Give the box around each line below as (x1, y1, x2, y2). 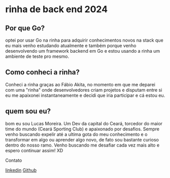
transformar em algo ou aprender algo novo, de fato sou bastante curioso (5, 136, 159, 143)
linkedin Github (5, 167, 37, 173)
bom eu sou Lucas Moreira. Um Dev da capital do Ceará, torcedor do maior (5, 120, 163, 126)
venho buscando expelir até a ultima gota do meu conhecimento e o (5, 131, 148, 137)
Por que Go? (5, 24, 45, 32)
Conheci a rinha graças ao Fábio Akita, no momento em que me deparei (5, 81, 156, 87)
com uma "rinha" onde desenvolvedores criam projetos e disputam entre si (5, 87, 162, 93)
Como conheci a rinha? (5, 68, 80, 77)
